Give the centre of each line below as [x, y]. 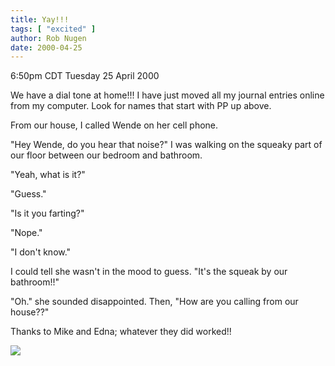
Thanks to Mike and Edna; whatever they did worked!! [121, 332]
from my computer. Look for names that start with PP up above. [141, 106]
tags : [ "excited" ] [53, 29]
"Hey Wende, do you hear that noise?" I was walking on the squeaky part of [166, 145]
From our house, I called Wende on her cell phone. [114, 125]
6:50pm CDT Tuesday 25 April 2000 [85, 76]
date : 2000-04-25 [46, 47]
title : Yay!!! [40, 19]
